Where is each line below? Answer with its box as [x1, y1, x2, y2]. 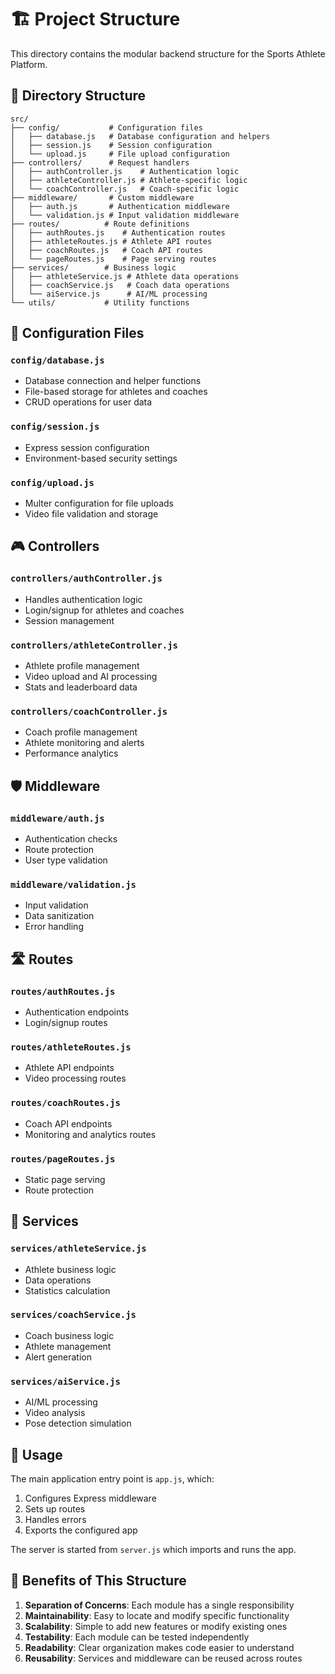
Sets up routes [24, 1502, 86, 1515]
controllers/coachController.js [10, 706, 168, 717]
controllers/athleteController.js [10, 639, 178, 651]
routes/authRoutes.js [10, 986, 116, 997]
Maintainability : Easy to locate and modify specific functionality [24, 1609, 290, 1621]
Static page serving [24, 1173, 106, 1185]
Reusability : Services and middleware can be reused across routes [24, 1652, 303, 1664]
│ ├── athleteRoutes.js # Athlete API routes [10, 236, 213, 246]
